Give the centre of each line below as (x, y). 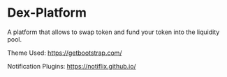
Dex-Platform (47, 13)
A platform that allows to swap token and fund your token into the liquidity (113, 32)
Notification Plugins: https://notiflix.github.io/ (72, 66)
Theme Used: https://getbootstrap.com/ (65, 53)
